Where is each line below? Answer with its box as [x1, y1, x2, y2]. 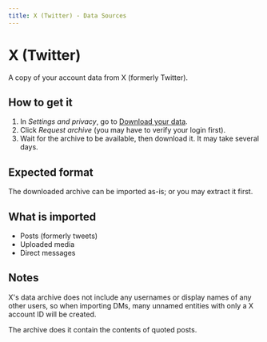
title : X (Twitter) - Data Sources [8, 11, 127, 20]
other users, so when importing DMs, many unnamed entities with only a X [8, 300, 254, 310]
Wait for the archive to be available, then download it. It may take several [19, 133, 260, 144]
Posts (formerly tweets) [19, 231, 98, 241]
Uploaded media [19, 240, 75, 249]
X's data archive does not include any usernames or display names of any [8, 292, 252, 302]
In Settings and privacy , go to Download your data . [19, 117, 188, 126]
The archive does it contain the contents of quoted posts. [8, 324, 197, 334]
